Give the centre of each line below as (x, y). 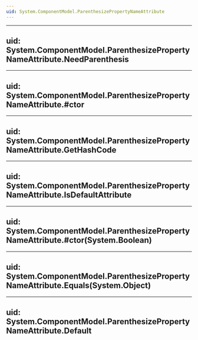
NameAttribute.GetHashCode (61, 150)
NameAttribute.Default (49, 331)
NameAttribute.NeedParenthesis (68, 60)
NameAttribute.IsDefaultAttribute (69, 195)
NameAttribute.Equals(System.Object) (79, 285)
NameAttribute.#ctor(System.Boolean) (79, 240)
